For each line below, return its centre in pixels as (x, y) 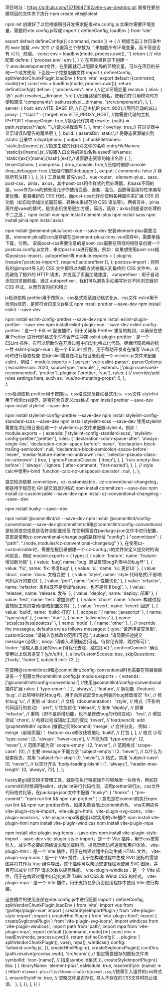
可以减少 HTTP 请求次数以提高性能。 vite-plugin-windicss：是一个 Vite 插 (85, 870)
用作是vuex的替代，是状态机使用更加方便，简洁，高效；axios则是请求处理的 (83, 208)
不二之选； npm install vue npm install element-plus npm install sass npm (80, 215)
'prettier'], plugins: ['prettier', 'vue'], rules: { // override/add (99, 373)
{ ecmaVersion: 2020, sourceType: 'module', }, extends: (62, 367)
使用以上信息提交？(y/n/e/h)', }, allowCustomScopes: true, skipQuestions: (81, 654)
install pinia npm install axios (34, 220)
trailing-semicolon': (25, 449)
